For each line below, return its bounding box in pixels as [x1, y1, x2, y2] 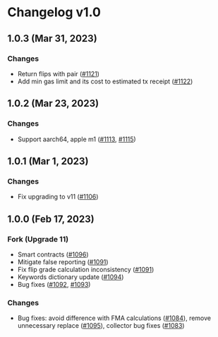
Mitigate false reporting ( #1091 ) [17, 257, 109, 266]
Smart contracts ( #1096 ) [17, 250, 90, 259]
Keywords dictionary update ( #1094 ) [17, 273, 124, 281]
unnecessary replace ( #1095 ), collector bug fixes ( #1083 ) [17, 321, 185, 330]
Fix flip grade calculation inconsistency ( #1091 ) [17, 265, 155, 273]
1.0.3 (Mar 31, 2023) [7, 32, 97, 45]
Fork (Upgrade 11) [7, 234, 69, 244]
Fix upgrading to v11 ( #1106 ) [17, 192, 99, 201]
